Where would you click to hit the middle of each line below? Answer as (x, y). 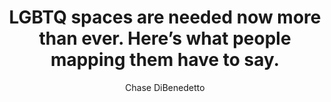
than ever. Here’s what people (165, 38)
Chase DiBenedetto (165, 87)
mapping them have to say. (165, 60)
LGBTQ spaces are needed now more (165, 17)
